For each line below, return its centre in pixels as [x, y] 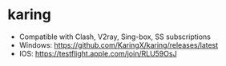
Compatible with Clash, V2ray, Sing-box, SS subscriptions [115, 37]
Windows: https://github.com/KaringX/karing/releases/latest [119, 45]
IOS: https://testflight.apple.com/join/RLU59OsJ [98, 53]
